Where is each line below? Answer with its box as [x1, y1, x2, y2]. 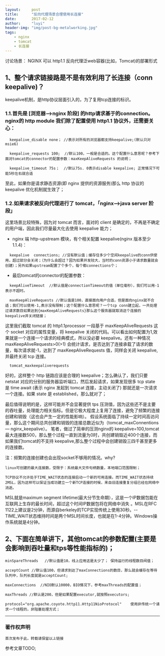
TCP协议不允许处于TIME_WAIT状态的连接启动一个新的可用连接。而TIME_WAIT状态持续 [5, 475, 154, 480]
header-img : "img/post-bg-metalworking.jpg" [5, 26, 98, 30]
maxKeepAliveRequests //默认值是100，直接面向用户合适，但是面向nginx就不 [9, 298, 151, 303]
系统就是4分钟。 [9, 519, 43, 525]
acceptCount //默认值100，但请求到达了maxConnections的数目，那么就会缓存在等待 [5, 568, 158, 573]
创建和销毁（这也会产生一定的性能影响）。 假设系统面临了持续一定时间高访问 [5, 413, 159, 420]
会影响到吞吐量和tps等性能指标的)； [5, 544, 114, 552]
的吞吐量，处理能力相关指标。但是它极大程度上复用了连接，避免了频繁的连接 [5, 408, 160, 413]
